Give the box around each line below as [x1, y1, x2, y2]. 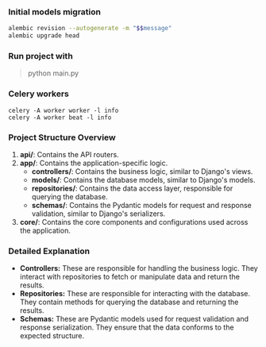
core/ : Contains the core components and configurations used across [19, 217, 249, 226]
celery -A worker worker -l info [8, 106, 119, 114]
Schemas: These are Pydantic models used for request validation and [19, 314, 249, 324]
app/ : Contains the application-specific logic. [19, 158, 168, 168]
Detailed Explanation [8, 245, 90, 256]
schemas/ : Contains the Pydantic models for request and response [31, 200, 253, 210]
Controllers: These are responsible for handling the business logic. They [19, 264, 258, 273]
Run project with [8, 50, 73, 61]
